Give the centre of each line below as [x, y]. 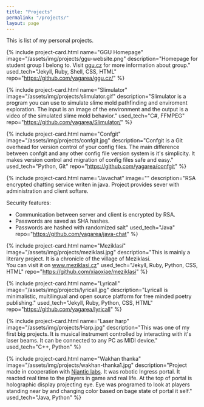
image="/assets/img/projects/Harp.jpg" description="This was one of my [98, 328]
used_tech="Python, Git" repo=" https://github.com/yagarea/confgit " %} [97, 166]
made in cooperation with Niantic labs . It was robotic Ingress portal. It [93, 372]
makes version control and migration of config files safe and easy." [90, 160]
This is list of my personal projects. [50, 41]
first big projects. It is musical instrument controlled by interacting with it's [99, 334]
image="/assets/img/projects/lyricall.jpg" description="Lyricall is [87, 290]
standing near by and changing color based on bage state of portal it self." [99, 391]
